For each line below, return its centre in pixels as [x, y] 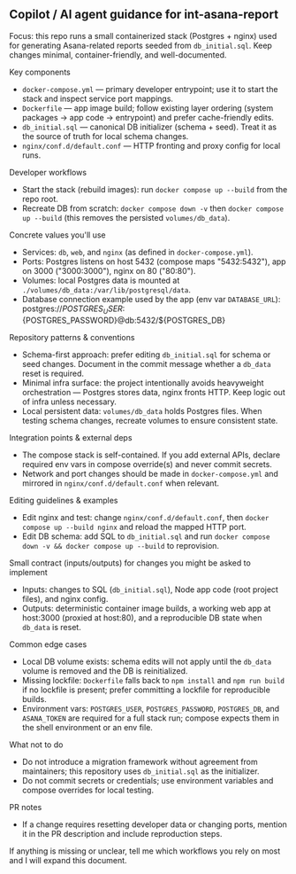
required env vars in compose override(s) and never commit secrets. [147, 464]
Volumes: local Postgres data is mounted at [101, 280]
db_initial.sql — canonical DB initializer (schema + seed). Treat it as [149, 127]
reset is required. [53, 373]
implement [29, 572]
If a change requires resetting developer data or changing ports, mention [154, 824]
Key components [40, 72]
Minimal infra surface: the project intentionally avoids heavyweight [143, 382]
